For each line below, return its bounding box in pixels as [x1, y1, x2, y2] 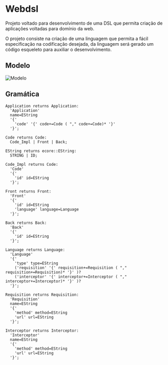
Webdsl [5, 3, 38, 15]
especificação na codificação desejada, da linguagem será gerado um [5, 41, 154, 47]
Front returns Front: [5, 188, 52, 194]
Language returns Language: [5, 247, 66, 252]
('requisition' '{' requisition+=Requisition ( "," [14, 265, 127, 270]
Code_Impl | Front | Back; [10, 139, 68, 144]
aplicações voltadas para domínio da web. [5, 25, 95, 31]
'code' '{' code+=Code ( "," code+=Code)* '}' [14, 121, 116, 126]
